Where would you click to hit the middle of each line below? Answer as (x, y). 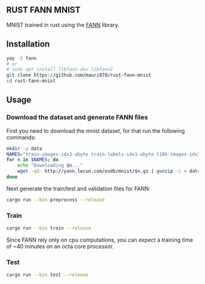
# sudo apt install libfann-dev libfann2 (60, 70)
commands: (21, 137)
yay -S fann (21, 58)
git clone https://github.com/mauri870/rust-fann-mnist (79, 75)
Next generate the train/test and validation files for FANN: (78, 189)
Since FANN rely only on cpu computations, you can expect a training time (100, 240)
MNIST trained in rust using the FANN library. (63, 24)
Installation (28, 44)
